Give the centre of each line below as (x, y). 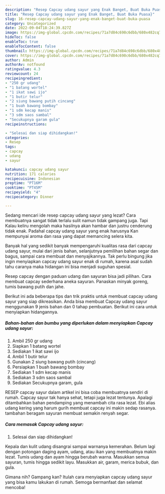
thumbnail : (16, 51)
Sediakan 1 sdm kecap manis (41, 372)
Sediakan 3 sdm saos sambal (42, 377)
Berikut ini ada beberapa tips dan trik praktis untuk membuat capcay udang (81, 296)
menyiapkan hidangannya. (32, 312)
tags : (11, 147)
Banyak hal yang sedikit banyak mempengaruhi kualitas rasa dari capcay (79, 246)
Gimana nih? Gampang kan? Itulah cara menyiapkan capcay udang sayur (79, 477)
